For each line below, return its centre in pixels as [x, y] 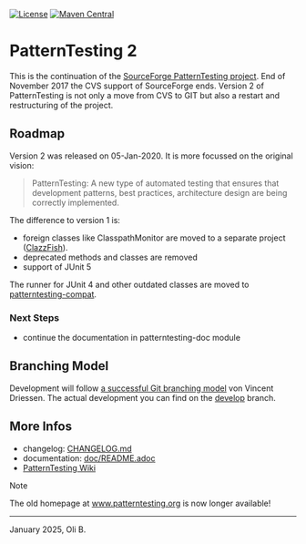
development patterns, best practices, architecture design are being [159, 192]
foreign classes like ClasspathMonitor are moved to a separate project [154, 238]
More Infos [41, 427]
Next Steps [35, 317]
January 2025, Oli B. [48, 529]
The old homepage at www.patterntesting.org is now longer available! [140, 503]
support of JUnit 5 [57, 267]
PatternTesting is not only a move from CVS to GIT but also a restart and [145, 95]
